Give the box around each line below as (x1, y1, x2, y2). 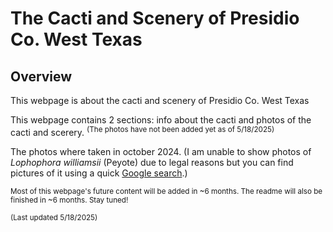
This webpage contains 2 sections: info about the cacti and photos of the (10, 114, 312, 126)
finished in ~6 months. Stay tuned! (10, 195, 129, 205)
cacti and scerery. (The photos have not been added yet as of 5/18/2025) (10, 125, 275, 138)
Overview (10, 68, 73, 85)
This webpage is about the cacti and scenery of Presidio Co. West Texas (10, 95, 310, 106)
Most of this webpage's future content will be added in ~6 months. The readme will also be (10, 186, 323, 196)
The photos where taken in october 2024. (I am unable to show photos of (10, 145, 312, 157)
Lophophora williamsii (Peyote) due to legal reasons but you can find (10, 156, 294, 168)
